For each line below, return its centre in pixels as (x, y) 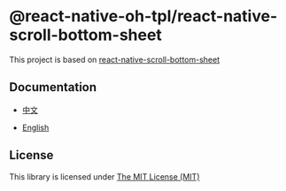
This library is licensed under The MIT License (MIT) (104, 176)
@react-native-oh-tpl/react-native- (143, 16)
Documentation (53, 87)
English (35, 127)
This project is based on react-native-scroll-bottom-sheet (115, 59)
